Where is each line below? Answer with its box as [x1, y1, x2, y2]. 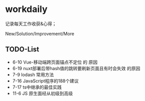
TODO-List [5, 45, 39, 53]
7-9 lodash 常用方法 [12, 71, 54, 77]
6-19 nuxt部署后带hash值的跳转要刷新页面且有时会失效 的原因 [12, 65, 140, 71]
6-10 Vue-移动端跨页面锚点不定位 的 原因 [12, 59, 98, 65]
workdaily [5, 3, 48, 15]
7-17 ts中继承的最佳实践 [12, 84, 62, 90]
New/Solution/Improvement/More [5, 30, 74, 36]
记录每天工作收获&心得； [5, 20, 57, 26]
